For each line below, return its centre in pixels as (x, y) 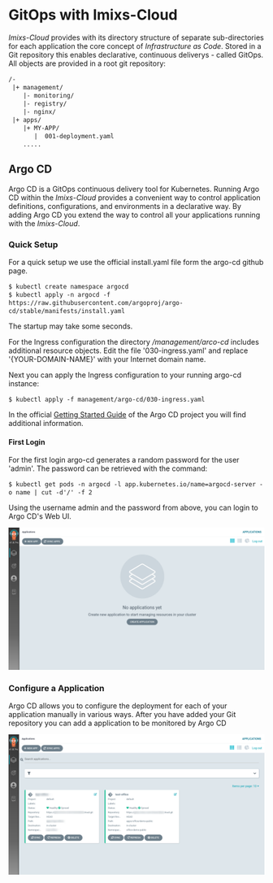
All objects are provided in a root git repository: (87, 63)
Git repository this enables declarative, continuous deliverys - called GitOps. (136, 54)
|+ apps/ (27, 120)
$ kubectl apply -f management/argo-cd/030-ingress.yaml (107, 400)
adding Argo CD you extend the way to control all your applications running (134, 215)
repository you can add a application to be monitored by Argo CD (117, 723)
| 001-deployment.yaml (74, 136)
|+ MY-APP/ (41, 128)
